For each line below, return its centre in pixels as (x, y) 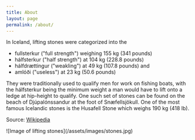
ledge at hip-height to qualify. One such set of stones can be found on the (96, 96)
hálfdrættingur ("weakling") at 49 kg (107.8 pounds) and (82, 66)
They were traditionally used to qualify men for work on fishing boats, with (96, 83)
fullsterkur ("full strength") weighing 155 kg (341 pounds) (83, 53)
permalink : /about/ (30, 25)
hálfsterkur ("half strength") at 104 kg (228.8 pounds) (79, 60)
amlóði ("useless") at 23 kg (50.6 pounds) (65, 72)
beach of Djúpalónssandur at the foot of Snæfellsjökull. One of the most (93, 102)
